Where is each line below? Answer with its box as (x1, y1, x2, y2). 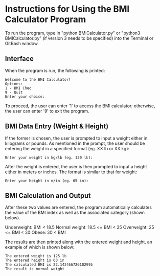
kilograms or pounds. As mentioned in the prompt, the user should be (5, 140, 145, 146)
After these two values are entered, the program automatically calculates (5, 205, 152, 210)
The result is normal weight (5, 267, 65, 272)
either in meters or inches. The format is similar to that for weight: (5, 169, 137, 175)
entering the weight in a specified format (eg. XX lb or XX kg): (5, 145, 130, 151)
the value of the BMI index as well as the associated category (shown (5, 209, 145, 216)
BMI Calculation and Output (5, 191, 91, 200)
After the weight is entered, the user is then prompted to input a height (5, 163, 147, 169)
